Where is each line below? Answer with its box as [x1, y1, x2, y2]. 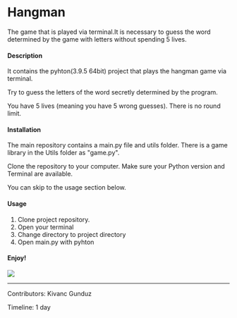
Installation [7, 125, 41, 134]
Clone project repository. [17, 215, 90, 224]
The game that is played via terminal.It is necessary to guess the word [7, 27, 211, 36]
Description [7, 51, 43, 60]
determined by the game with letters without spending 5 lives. [7, 35, 187, 43]
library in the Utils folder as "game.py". [7, 149, 120, 157]
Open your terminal [17, 223, 74, 231]
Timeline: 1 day [7, 302, 51, 311]
